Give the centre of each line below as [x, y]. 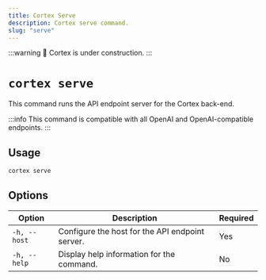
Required [236, 217]
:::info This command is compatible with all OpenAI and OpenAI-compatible [131, 119]
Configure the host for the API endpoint [131, 231]
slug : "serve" [32, 30]
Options [28, 196]
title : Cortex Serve [42, 15]
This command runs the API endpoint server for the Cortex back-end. [122, 104]
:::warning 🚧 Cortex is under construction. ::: [80, 53]
